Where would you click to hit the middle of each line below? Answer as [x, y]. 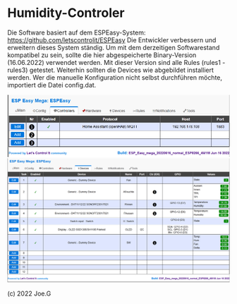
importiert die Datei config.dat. [52, 85]
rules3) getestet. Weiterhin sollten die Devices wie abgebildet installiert [110, 70]
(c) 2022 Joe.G [29, 293]
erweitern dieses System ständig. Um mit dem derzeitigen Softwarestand [114, 47]
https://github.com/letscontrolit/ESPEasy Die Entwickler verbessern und [112, 39]
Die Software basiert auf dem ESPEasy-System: [77, 32]
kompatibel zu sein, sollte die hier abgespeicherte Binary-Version [102, 55]
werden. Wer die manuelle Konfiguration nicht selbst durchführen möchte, [115, 77]
